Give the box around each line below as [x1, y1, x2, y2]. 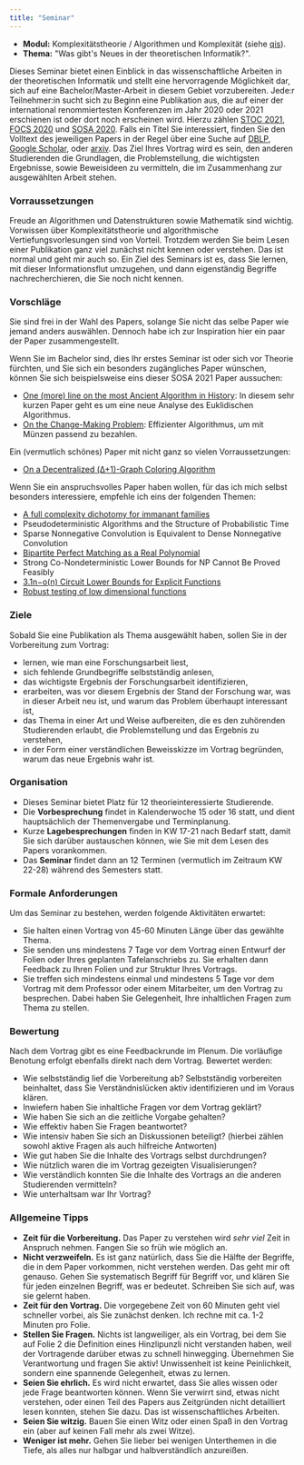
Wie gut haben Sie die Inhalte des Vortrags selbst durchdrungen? [22, 1151, 268, 1161]
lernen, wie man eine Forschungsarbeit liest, [22, 656, 189, 668]
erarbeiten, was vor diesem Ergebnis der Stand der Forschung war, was [22, 685, 291, 696]
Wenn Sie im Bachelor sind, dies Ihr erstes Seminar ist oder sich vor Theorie [9, 354, 294, 364]
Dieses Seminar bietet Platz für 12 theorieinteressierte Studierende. [22, 796, 274, 807]
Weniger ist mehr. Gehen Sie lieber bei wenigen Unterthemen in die [22, 1435, 277, 1446]
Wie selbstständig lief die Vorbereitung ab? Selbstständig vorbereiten [22, 1073, 282, 1084]
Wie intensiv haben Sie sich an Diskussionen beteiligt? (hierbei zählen [22, 1131, 284, 1141]
